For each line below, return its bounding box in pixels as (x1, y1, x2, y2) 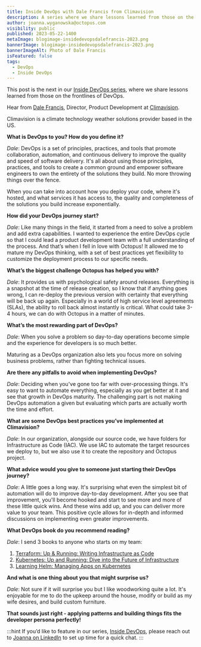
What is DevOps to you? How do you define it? (7, 133, 124, 141)
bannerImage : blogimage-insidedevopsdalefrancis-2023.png (7, 42, 154, 48)
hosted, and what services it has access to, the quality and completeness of (7, 194, 194, 201)
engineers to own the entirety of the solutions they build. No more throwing (7, 170, 191, 178)
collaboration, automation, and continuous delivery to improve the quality (7, 151, 187, 158)
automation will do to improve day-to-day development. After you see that (7, 490, 188, 497)
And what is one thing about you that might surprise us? (7, 574, 149, 581)
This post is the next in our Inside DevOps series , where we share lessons (7, 86, 188, 93)
